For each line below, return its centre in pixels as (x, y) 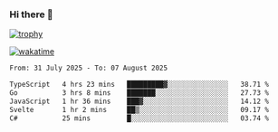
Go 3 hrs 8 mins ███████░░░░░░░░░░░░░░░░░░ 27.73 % (139, 93)
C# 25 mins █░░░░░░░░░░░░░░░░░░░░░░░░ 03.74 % (139, 118)
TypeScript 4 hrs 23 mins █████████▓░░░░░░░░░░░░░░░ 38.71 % (139, 85)
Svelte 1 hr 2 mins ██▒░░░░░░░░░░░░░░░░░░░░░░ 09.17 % (139, 109)
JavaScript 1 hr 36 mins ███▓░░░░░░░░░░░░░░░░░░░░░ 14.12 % (139, 101)
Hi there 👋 (32, 14)
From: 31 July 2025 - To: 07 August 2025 (89, 68)
